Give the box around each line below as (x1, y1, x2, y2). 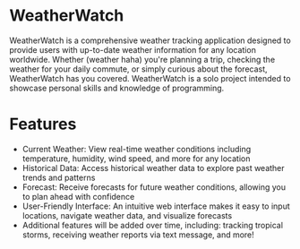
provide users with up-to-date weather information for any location (9, 44, 257, 55)
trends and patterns (21, 172, 96, 183)
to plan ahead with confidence (21, 191, 135, 202)
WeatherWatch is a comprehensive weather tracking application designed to (9, 35, 291, 46)
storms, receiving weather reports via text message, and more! (21, 229, 255, 240)
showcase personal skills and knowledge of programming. (9, 82, 225, 93)
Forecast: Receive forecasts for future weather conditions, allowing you (21, 181, 287, 193)
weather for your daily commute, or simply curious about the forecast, (9, 64, 268, 74)
